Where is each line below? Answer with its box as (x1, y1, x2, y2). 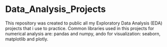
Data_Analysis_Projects (5, 3, 106, 15)
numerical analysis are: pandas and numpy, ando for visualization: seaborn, (5, 30, 161, 36)
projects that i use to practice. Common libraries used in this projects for (5, 25, 154, 31)
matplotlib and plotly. (5, 36, 48, 42)
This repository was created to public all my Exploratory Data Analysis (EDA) (5, 20, 162, 26)
